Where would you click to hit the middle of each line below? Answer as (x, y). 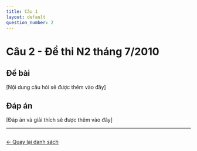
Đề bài (18, 73)
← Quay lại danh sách (32, 142)
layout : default (26, 17)
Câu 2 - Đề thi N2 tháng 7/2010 (83, 51)
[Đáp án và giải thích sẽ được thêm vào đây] (60, 120)
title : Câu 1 (22, 11)
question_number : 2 (30, 22)
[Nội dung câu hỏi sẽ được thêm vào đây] (56, 87)
